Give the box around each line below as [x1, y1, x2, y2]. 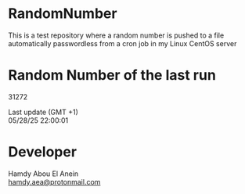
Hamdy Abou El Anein [8, 169, 79, 178]
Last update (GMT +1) [8, 107, 78, 117]
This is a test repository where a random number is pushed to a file [8, 31, 225, 40]
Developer [8, 143, 77, 161]
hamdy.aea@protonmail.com [8, 177, 101, 186]
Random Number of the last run [8, 66, 217, 84]
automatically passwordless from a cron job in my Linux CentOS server [8, 38, 237, 48]
